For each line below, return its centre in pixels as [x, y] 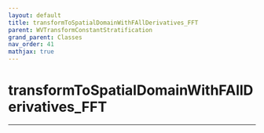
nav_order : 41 [31, 45]
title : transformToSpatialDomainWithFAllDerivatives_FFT [103, 23]
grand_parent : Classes [45, 37]
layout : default [35, 15]
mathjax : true [31, 52]
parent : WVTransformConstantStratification [81, 30]
